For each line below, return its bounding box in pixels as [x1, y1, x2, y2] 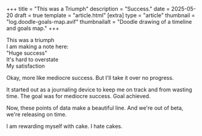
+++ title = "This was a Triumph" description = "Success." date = [6, 5, 170, 12]
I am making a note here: [6, 43, 69, 50]
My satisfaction [6, 62, 45, 70]
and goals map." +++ [6, 24, 60, 32]
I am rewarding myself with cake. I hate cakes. [6, 123, 123, 130]
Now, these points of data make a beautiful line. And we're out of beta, [6, 104, 184, 112]
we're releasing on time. [6, 111, 67, 118]
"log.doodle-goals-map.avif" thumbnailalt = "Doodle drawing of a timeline [6, 18, 192, 25]
